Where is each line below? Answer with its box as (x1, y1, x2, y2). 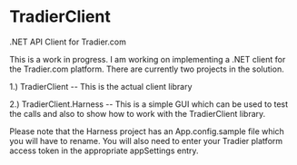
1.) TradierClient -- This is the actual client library (9, 81, 193, 92)
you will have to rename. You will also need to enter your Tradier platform (9, 135, 283, 146)
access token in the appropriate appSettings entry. (9, 145, 199, 156)
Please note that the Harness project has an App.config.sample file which (9, 125, 284, 137)
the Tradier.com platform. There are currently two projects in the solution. (9, 63, 284, 74)
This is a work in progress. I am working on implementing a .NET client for (9, 53, 286, 64)
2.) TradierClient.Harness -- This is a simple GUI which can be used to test (9, 98, 289, 110)
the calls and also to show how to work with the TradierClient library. (9, 108, 266, 119)
